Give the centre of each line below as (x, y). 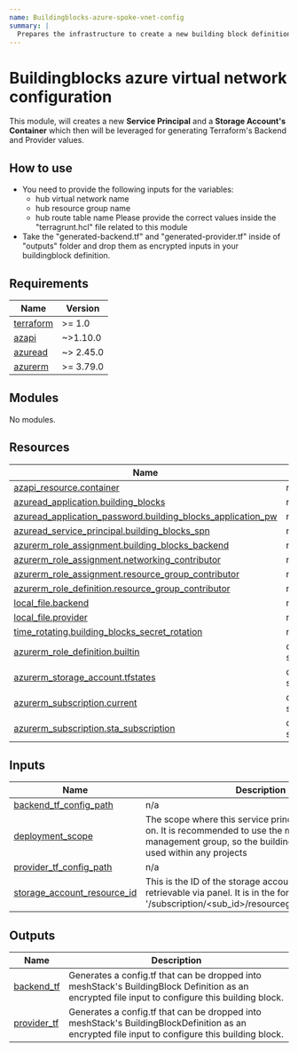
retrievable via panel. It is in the (210, 893)
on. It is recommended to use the (214, 831)
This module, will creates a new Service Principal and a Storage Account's (148, 122)
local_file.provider (51, 617)
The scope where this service (207, 819)
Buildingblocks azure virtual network (148, 78)
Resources (39, 448)
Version (83, 308)
